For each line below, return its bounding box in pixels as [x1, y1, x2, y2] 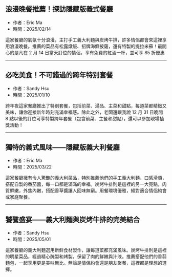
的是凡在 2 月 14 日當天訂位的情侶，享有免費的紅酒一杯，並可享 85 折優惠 [9, 49, 165, 55]
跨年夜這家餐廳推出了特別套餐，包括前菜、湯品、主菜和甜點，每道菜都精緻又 [5, 102, 167, 109]
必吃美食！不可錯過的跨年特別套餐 [5, 71, 113, 79]
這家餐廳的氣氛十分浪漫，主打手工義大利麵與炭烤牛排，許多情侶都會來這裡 [5, 36, 162, 42]
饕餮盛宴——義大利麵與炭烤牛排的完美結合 [5, 215, 140, 224]
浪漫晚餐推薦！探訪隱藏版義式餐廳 [5, 5, 113, 14]
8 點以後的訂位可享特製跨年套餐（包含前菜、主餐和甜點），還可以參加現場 [5, 115, 160, 121]
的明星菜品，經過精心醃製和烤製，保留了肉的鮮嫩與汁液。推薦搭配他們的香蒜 [5, 253, 167, 260]
